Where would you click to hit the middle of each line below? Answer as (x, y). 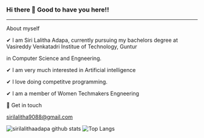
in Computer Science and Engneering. (54, 58)
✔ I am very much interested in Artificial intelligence (71, 70)
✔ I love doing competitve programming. (57, 82)
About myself (23, 28)
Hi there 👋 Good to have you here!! (58, 10)
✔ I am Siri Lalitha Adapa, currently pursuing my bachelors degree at (92, 40)
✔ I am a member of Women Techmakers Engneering (73, 94)
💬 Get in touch (24, 105)
